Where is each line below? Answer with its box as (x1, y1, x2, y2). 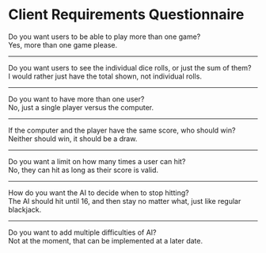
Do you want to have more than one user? (8, 94, 145, 104)
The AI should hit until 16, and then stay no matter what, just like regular (8, 196, 241, 205)
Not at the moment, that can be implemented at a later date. (8, 236, 203, 245)
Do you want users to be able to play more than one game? (8, 32, 201, 41)
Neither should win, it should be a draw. (8, 133, 138, 144)
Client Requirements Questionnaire (8, 6, 245, 24)
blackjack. (8, 205, 42, 214)
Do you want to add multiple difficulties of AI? (8, 228, 157, 237)
